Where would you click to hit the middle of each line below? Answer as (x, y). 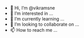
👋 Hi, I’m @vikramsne (32, 8)
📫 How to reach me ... (34, 30)
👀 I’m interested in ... (32, 13)
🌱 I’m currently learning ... (37, 19)
